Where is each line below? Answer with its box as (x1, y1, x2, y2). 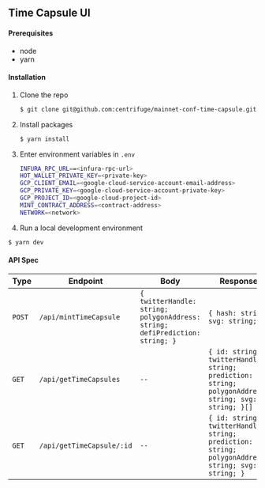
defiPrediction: (140, 328, 201, 337)
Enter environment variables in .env (19, 149, 136, 159)
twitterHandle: (140, 297, 197, 305)
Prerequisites (8, 28, 54, 38)
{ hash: (207, 308, 237, 317)
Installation (8, 73, 46, 82)
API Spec (8, 255, 39, 265)
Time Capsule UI (8, 6, 91, 20)
